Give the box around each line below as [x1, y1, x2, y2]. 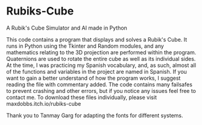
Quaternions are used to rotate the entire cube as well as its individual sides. [6, 55, 196, 62]
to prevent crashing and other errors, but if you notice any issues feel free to [6, 87, 197, 94]
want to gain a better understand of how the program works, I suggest [6, 74, 181, 82]
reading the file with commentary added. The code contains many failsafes [6, 80, 193, 88]
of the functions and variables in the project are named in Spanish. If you [6, 68, 187, 75]
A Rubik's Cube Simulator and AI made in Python [6, 24, 128, 31]
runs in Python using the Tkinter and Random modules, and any [6, 42, 164, 50]
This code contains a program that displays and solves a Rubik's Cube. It [6, 36, 188, 43]
